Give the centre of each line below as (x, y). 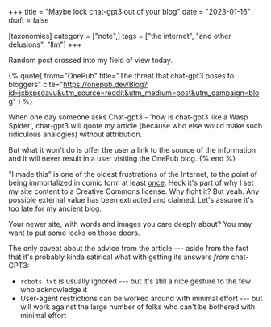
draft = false (29, 20)
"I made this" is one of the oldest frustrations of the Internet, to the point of (133, 174)
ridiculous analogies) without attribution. (75, 134)
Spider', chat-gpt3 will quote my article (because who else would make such (135, 126)
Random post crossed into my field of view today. (91, 60)
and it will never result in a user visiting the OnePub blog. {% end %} (122, 158)
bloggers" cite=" (36, 84)
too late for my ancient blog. (55, 208)
